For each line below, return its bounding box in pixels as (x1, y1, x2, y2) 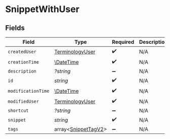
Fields (5, 24, 25, 32)
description (8, 68, 37, 74)
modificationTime (8, 88, 50, 94)
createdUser (8, 49, 37, 54)
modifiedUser (8, 98, 39, 104)
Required (112, 39, 135, 45)
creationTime (8, 59, 39, 65)
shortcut (8, 108, 29, 113)
